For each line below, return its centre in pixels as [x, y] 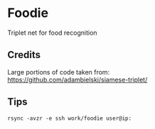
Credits [24, 55]
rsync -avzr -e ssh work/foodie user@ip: [70, 118]
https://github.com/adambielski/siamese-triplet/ [77, 79]
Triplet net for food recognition [52, 33]
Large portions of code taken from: [59, 72]
